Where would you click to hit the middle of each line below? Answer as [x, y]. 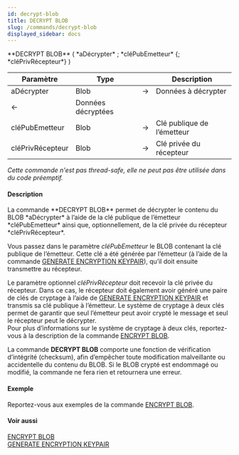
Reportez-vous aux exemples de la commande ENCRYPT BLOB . [101, 404]
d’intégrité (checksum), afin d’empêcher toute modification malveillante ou [116, 357]
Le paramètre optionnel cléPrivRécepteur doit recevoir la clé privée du [110, 283]
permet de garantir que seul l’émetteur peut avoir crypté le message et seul [118, 313]
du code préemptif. [35, 178]
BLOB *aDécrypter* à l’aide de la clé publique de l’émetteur [94, 217]
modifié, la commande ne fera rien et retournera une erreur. [95, 372]
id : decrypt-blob [33, 14]
